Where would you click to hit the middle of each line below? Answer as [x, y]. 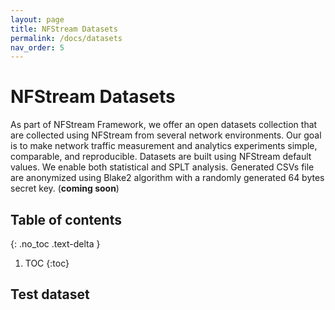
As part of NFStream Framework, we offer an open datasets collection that [164, 125]
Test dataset [50, 294]
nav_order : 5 [37, 47]
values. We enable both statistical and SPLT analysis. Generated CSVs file [162, 167]
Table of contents [66, 219]
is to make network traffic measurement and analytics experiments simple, [164, 146]
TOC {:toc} [47, 263]
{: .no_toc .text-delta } [55, 244]
